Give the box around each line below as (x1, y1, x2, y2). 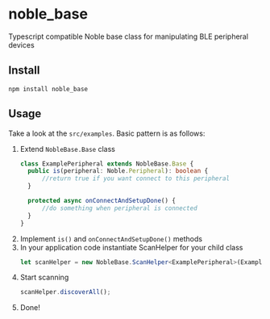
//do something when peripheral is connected (41, 204, 197, 212)
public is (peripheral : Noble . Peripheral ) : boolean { (27, 167, 209, 175)
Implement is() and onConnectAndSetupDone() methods (19, 233, 203, 243)
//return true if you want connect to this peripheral (41, 174, 231, 183)
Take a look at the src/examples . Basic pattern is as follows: (8, 128, 206, 138)
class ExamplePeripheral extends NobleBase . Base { (19, 159, 194, 168)
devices (8, 40, 35, 49)
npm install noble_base (8, 85, 89, 93)
